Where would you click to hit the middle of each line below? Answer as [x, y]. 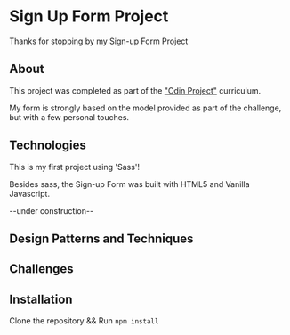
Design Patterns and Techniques [101, 238]
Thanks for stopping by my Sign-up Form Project [99, 41]
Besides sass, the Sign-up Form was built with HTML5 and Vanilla [130, 184]
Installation [41, 299]
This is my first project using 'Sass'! [75, 167]
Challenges [41, 269]
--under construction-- [52, 210]
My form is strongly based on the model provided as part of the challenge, [145, 108]
